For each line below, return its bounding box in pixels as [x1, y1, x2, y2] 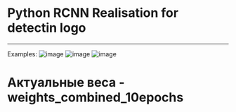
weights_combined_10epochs [7, 89, 184, 106]
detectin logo [7, 20, 86, 36]
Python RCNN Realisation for [7, 5, 179, 21]
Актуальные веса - [7, 75, 125, 91]
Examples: [7, 49, 37, 58]
